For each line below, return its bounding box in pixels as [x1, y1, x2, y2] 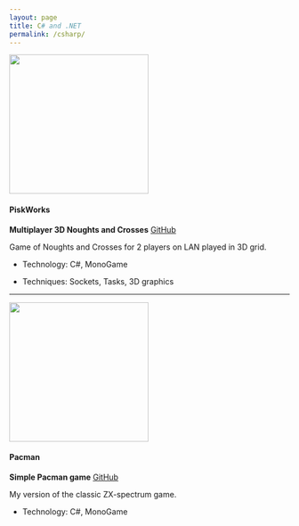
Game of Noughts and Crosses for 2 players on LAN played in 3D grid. [9, 242, 267, 252]
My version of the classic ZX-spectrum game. [9, 489, 177, 499]
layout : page [9, 12, 58, 22]
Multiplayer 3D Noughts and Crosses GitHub [9, 224, 176, 234]
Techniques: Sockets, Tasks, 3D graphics [21, 275, 174, 286]
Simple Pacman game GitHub [9, 472, 118, 482]
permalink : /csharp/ [9, 29, 86, 38]
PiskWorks [9, 204, 51, 215]
